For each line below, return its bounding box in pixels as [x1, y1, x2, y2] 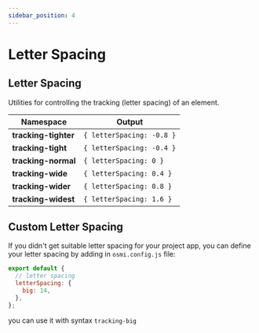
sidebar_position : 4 [8, 11, 76, 20]
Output [116, 116, 144, 127]
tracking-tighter [12, 129, 75, 140]
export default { [8, 265, 65, 272]
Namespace [20, 116, 67, 127]
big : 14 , [22, 287, 51, 295]
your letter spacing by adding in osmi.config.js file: [8, 250, 176, 259]
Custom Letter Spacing [8, 220, 124, 234]
